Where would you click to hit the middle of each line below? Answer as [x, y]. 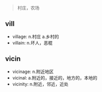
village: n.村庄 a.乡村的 [36, 36]
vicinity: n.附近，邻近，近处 [40, 84]
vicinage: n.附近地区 [33, 71]
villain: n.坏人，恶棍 [32, 42]
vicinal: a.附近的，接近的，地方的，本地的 [55, 77]
